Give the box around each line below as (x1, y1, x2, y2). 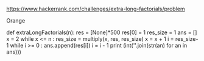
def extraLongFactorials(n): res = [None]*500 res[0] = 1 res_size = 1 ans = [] (6, 29, 197, 36)
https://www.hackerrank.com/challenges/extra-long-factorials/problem (6, 5, 185, 12)
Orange (6, 17, 26, 24)
